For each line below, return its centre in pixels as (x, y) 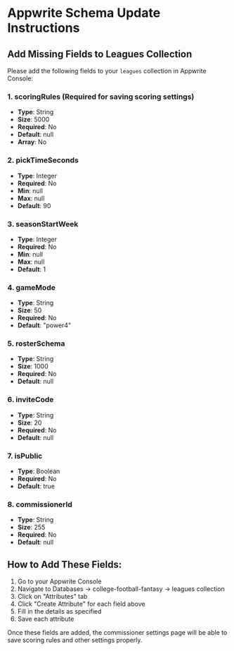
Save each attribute (46, 619)
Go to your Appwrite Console (59, 582)
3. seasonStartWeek (43, 224)
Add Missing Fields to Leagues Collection (100, 54)
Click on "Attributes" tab (52, 597)
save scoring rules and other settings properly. (75, 640)
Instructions (44, 28)
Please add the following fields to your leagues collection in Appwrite (107, 71)
